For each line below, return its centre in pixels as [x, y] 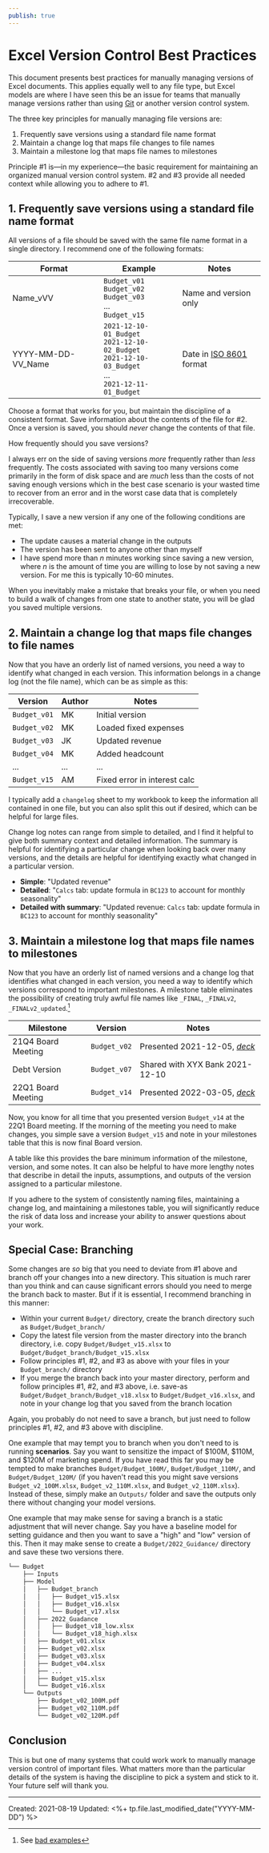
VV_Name [31, 364]
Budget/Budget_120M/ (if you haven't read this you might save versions [123, 1477]
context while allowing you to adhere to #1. [79, 183]
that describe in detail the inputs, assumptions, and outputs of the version [130, 1175]
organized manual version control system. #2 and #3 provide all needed [127, 175]
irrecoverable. [31, 502]
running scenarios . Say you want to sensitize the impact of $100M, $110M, [131, 1452]
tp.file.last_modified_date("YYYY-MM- [193, 1808]
